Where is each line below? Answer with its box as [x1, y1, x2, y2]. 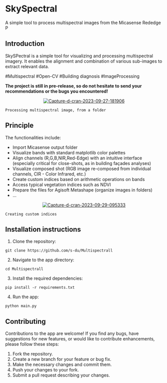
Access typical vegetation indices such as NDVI [12, 181, 111, 187]
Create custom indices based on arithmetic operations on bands [12, 176, 145, 182]
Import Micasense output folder [12, 144, 78, 150]
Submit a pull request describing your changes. [12, 372, 110, 378]
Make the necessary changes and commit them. [12, 361, 112, 367]
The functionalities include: [5, 134, 61, 140]
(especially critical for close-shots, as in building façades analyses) [12, 160, 151, 166]
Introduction [5, 40, 45, 48]
